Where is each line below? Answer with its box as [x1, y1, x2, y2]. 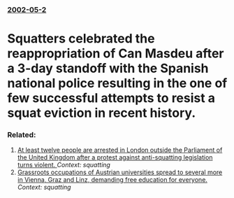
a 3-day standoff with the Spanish [7, 61, 209, 76]
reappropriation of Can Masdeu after [7, 45, 224, 62]
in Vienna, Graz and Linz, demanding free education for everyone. [17, 176, 208, 184]
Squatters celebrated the [7, 31, 155, 47]
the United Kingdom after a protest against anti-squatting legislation [17, 153, 213, 162]
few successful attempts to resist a [7, 90, 215, 106]
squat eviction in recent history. [7, 105, 196, 121]
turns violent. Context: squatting [17, 161, 110, 169]
